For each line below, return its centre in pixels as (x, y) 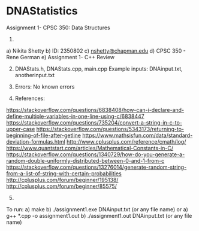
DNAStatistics (42, 11)
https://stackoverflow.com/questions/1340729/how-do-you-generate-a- (96, 154)
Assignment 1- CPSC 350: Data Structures (58, 28)
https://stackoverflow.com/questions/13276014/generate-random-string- (97, 167)
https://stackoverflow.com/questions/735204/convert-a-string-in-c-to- (94, 122)
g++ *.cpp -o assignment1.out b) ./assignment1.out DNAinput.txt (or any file (99, 215)
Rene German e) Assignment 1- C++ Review (61, 57)
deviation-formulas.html (36, 141)
